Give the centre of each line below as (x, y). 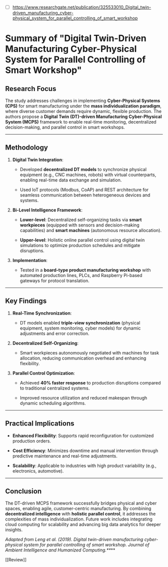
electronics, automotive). (38, 471)
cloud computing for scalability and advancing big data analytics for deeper (83, 524)
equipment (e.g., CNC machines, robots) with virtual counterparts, (88, 174)
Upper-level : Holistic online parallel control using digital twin (82, 240)
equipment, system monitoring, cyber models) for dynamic (80, 328)
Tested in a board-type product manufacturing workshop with (85, 270)
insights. (14, 530)
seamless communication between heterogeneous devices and (85, 195)
